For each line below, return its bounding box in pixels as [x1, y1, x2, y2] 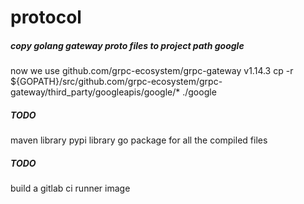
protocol [10, 6, 82, 29]
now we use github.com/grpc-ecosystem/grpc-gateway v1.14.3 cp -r [10, 65, 294, 77]
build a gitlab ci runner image [10, 182, 131, 195]
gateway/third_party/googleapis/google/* [10, 86, 181, 98]
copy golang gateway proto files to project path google [10, 39, 245, 51]
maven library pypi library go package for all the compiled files [10, 134, 268, 146]
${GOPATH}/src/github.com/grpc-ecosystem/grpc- [10, 76, 223, 88]
